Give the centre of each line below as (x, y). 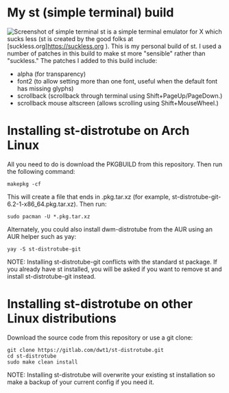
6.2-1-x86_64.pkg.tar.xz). (43, 204)
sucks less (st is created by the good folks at (70, 38)
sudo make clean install (43, 362)
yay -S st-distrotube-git (44, 249)
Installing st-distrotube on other (100, 304)
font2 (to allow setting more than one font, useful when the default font (117, 81)
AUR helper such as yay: (42, 236)
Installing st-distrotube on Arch (98, 131)
